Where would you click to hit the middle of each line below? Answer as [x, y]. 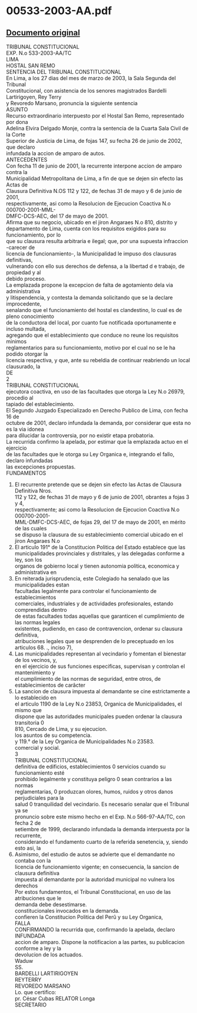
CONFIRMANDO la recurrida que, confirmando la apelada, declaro [95, 930]
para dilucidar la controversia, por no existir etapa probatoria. [80, 435]
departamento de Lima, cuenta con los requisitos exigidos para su [86, 229]
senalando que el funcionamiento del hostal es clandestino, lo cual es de [94, 310]
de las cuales [31, 528]
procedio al [20, 398]
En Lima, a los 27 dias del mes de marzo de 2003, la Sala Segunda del [91, 78]
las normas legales [37, 622]
